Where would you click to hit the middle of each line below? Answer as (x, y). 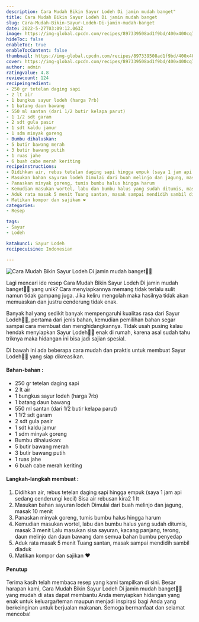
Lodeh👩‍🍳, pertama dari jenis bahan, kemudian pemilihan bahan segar (91, 320)
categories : (21, 205)
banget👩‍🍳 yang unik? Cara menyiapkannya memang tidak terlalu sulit (91, 289)
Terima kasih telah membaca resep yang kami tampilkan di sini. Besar (91, 582)
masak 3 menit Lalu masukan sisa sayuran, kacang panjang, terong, (97, 530)
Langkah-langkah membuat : (42, 479)
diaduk (23, 549)
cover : (14, 61)
